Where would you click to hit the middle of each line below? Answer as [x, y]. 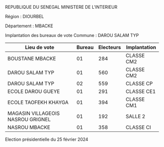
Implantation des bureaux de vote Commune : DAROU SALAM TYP [72, 35]
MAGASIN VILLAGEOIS [34, 113]
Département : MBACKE [29, 26]
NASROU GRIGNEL [29, 119]
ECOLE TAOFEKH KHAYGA [38, 102]
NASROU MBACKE [29, 127]
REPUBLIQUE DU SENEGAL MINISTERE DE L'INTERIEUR [61, 7]
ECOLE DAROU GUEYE [34, 91]
